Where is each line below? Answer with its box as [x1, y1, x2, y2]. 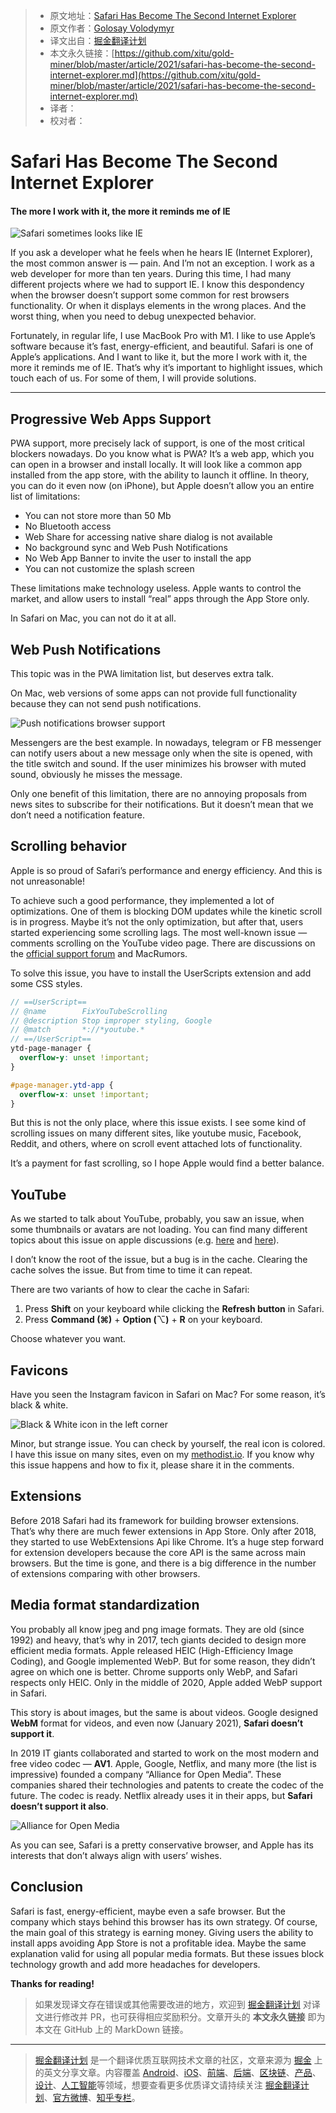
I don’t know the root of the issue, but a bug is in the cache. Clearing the [10, 1254, 308, 1266]
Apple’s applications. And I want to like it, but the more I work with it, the [10, 351, 308, 363]
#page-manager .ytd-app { [10, 1080, 114, 1090]
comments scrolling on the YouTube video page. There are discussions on [10, 937, 316, 949]
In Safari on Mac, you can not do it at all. [10, 612, 177, 624]
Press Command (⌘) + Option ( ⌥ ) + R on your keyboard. [24, 1314, 263, 1326]
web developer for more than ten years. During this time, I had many [10, 268, 292, 280]
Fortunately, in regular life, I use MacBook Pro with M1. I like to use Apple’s [10, 330, 316, 342]
